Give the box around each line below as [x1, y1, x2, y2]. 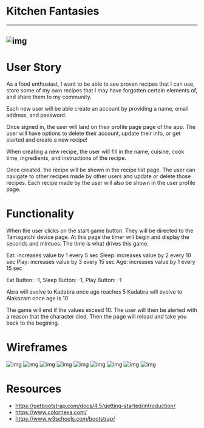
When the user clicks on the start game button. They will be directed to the [6, 227, 194, 235]
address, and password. [6, 111, 67, 119]
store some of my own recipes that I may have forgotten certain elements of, [6, 87, 197, 94]
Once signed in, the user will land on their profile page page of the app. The [6, 123, 196, 131]
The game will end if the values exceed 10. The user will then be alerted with [6, 306, 197, 314]
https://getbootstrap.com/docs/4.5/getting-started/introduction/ [15, 402, 176, 410]
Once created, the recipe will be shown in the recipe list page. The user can [6, 166, 195, 174]
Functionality [6, 207, 75, 221]
